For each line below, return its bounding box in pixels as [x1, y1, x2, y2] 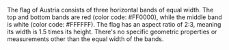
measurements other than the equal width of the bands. [7, 35, 164, 43]
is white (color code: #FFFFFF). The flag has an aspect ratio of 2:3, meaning [7, 21, 221, 28]
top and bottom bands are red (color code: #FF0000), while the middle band [7, 13, 222, 21]
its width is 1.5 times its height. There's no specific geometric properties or [7, 27, 217, 36]
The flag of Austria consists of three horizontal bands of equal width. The [7, 6, 214, 14]
